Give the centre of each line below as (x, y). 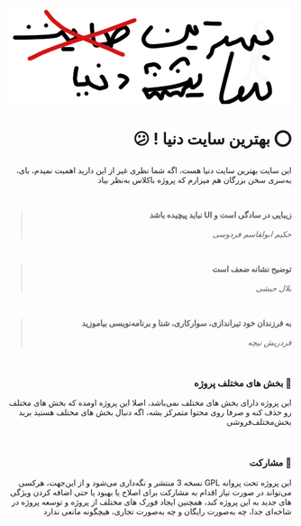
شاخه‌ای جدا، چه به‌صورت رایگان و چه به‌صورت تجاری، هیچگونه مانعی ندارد (167, 511)
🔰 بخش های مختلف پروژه (242, 383)
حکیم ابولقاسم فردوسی (252, 234)
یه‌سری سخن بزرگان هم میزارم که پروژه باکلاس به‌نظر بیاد (195, 180)
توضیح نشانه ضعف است (252, 269)
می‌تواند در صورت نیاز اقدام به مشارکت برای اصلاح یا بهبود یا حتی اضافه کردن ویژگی (151, 492)
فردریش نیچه (269, 342)
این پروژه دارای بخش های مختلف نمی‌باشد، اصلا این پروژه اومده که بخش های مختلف (150, 403)
